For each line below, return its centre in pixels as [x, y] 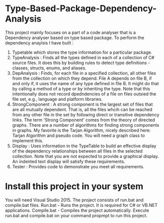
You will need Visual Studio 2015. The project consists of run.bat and [74, 200]
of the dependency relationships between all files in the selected [77, 151]
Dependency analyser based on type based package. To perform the [75, 38]
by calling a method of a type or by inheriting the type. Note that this [81, 89]
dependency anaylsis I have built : [39, 43]
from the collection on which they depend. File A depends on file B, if [82, 78]
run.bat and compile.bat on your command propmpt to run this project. [76, 215]
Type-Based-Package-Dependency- [81, 9]
